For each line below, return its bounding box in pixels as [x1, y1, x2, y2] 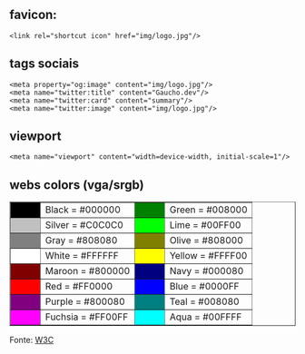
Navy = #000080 [169, 265, 244, 278]
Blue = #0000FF [169, 280, 240, 293]
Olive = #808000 [169, 234, 243, 247]
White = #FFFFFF [44, 250, 120, 262]
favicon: [9, 7, 57, 23]
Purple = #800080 [44, 295, 125, 308]
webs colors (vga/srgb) [9, 177, 144, 192]
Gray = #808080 [44, 234, 118, 247]
